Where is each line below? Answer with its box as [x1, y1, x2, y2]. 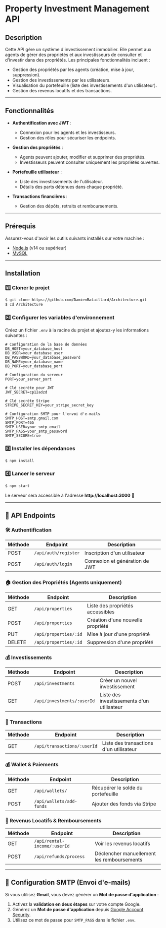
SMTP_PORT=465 [5, 420, 35, 425]
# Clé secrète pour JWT [5, 386, 54, 391]
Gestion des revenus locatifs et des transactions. [12, 88, 112, 93]
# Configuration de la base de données [5, 342, 87, 347]
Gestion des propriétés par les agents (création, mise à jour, [12, 66, 134, 72]
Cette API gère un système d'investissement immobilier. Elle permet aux [5, 47, 152, 52]
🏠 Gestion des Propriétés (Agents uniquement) [5, 579, 122, 586]
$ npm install [5, 458, 35, 463]
